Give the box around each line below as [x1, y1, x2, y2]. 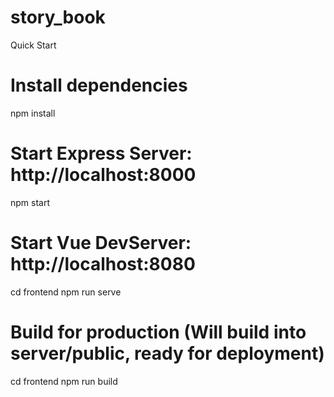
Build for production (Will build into [10, 321, 307, 343]
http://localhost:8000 [10, 164, 197, 186]
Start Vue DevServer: [10, 232, 192, 254]
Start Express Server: [10, 142, 193, 165]
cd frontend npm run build [10, 375, 118, 387]
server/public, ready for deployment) [10, 342, 325, 365]
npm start [10, 196, 51, 208]
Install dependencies [10, 74, 188, 97]
